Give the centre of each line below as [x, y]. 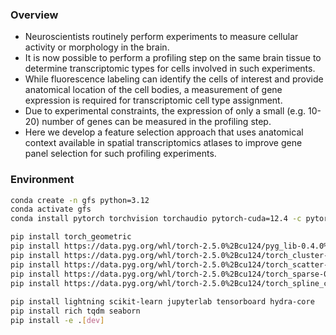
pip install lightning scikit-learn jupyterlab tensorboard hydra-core [162, 302]
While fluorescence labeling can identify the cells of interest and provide [174, 79]
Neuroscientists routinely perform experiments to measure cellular [161, 37]
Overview [34, 15]
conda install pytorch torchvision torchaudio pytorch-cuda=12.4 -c [156, 219]
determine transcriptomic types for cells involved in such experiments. [170, 69]
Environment [42, 180]
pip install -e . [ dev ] [57, 321]
